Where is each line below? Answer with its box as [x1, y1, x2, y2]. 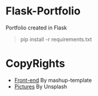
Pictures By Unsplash [14, 83, 68, 90]
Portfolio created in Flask [5, 24, 67, 31]
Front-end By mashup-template [14, 76, 92, 83]
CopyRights [5, 57, 65, 70]
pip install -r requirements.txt [20, 35, 92, 43]
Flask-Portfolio [5, 4, 81, 18]
